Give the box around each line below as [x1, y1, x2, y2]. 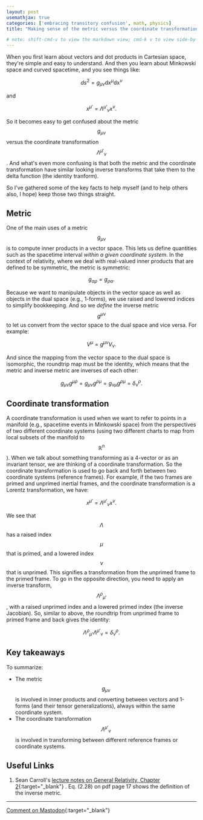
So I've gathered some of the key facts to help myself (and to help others [6, 184, 188, 191]
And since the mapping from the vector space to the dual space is [6, 353, 171, 361]
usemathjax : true [6, 15, 50, 21]
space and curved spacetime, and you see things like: [6, 66, 141, 73]
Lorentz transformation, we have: [6, 486, 89, 493]
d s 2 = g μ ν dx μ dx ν [80, 78, 123, 88]
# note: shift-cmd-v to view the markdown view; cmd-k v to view [6, 37, 174, 43]
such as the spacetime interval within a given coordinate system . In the [6, 251, 184, 258]
